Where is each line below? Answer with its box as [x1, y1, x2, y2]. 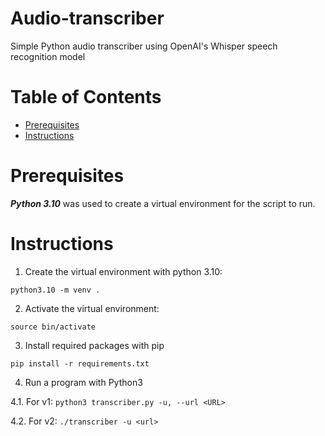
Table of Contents [10, 86, 162, 109]
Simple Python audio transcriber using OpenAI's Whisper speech [10, 40, 278, 52]
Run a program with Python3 [24, 376, 143, 388]
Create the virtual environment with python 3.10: [24, 265, 223, 277]
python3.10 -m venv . [10, 285, 101, 295]
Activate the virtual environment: [24, 302, 160, 314]
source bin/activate [10, 322, 97, 332]
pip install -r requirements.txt [10, 358, 150, 369]
